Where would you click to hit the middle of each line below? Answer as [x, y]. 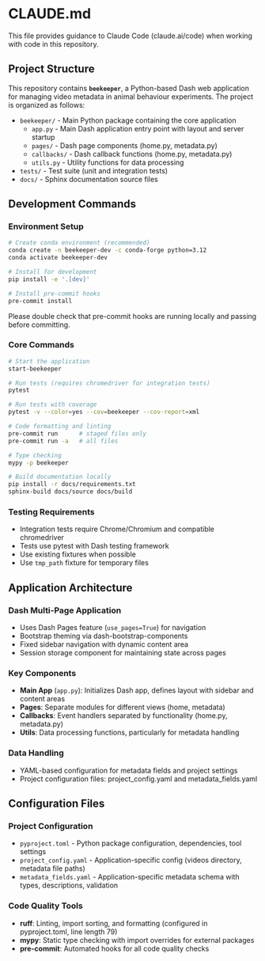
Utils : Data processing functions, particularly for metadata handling [129, 732]
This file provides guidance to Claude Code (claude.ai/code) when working [131, 36]
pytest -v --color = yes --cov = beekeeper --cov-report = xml [104, 412]
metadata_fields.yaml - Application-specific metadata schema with [129, 877]
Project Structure [51, 69]
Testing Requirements [51, 512]
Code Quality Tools [45, 906]
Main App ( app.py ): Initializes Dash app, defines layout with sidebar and [137, 690]
